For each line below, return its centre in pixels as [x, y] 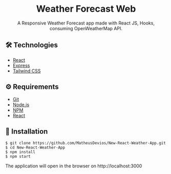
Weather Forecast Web [86, 9]
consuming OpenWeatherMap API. [86, 28]
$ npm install [20, 152]
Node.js [21, 105]
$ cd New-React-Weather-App [35, 148]
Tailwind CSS [27, 71]
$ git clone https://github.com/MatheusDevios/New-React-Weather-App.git [86, 143]
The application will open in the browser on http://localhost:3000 [74, 166]
